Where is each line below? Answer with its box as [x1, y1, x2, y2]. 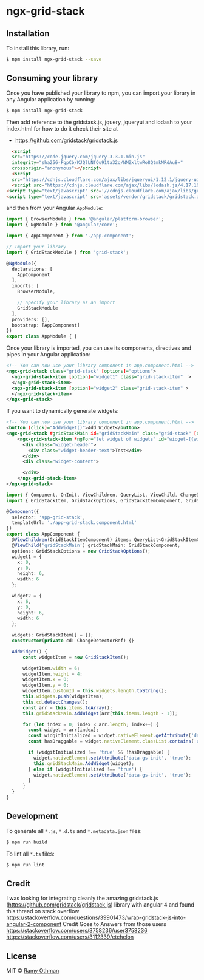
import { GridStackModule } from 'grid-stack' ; [6, 249, 129, 256]
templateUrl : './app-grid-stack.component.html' [12, 520, 137, 526]
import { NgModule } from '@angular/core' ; [6, 222, 118, 228]
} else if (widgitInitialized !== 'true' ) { [28, 766, 143, 772]
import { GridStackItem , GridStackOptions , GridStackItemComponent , [6, 497, 183, 503]
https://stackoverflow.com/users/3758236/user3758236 [6, 927, 148, 934]
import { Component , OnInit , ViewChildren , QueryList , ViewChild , [6, 492, 178, 498]
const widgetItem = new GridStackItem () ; [22, 654, 129, 660]
